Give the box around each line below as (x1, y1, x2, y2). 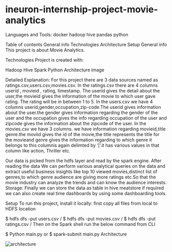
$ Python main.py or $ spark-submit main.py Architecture (5, 231, 127, 237)
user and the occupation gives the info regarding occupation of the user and (5, 114, 167, 121)
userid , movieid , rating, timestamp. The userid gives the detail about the (5, 87, 160, 93)
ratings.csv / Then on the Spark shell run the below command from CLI (5, 221, 156, 227)
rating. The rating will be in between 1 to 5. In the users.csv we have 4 (5, 99, 153, 105)
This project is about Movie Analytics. (5, 47, 85, 53)
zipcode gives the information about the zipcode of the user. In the (5, 120, 146, 126)
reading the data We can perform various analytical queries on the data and (5, 163, 165, 169)
